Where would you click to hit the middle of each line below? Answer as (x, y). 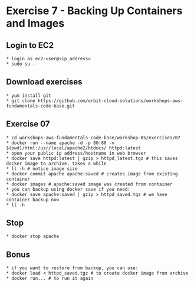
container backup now (33, 200)
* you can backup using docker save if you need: (68, 189)
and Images (35, 23)
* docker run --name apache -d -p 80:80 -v (60, 143)
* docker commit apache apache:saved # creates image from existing (92, 174)
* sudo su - (21, 64)
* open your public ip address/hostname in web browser (76, 153)
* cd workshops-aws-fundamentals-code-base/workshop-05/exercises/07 (93, 138)
